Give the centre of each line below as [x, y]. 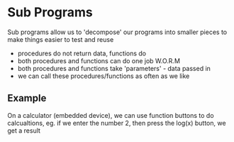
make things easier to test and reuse [61, 39]
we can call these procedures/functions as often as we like [104, 76]
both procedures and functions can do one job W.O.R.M [99, 60]
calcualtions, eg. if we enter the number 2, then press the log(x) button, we [117, 123]
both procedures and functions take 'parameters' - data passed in [114, 68]
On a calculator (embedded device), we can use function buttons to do [111, 115]
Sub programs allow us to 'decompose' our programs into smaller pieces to [117, 32]
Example [27, 98]
